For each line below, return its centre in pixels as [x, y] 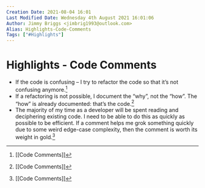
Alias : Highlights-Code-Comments [49, 29]
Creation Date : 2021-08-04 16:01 [49, 12]
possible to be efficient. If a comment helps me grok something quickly [104, 123]
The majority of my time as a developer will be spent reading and [97, 110]
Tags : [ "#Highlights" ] [35, 35]
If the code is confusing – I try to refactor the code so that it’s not [97, 82]
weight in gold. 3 [35, 137]
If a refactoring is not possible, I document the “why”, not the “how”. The [106, 96]
